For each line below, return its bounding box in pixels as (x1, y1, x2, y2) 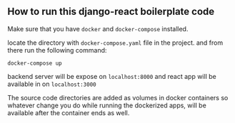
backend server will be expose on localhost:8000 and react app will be (7, 72, 216, 80)
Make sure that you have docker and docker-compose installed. (7, 24, 189, 33)
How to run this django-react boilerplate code (7, 6, 215, 18)
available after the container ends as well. (7, 108, 130, 117)
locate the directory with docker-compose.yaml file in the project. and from (7, 38, 224, 47)
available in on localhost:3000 (7, 80, 96, 88)
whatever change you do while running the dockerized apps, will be (7, 101, 207, 109)
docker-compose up (7, 60, 62, 67)
